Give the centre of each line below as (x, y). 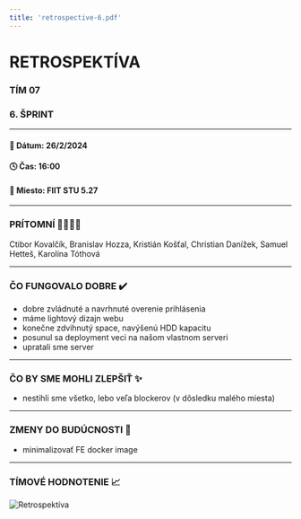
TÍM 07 (25, 90)
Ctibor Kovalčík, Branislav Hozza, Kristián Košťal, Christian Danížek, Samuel (149, 244)
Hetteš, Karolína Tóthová (55, 253)
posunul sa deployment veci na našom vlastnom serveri (125, 338)
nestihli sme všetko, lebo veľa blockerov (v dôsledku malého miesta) (149, 398)
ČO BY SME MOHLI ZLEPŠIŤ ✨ (76, 378)
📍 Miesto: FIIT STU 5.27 (54, 190)
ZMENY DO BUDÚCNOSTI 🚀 (70, 430)
